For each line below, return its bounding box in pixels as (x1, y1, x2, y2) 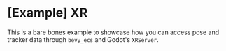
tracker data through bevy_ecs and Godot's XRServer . (7, 35, 159, 43)
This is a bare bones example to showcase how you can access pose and (7, 28, 220, 36)
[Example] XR (7, 5, 88, 21)
